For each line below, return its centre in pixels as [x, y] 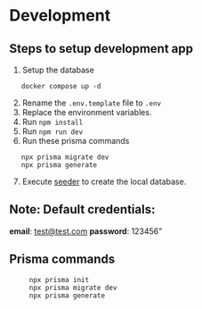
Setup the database [58, 70]
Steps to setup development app [101, 49]
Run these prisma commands [76, 141]
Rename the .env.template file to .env [92, 103]
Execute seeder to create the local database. [104, 181]
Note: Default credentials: [82, 209]
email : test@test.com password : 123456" [86, 231]
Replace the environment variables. [87, 112]
